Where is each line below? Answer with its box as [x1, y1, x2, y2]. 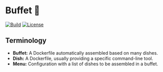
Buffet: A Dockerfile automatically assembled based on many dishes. [12, 50, 158, 56]
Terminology [5, 36, 47, 45]
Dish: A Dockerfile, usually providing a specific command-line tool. [12, 55, 153, 61]
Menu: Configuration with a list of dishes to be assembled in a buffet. [12, 61, 158, 67]
